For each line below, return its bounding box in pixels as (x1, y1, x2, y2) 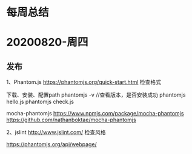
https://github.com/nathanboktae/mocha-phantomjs (6, 116, 136, 124)
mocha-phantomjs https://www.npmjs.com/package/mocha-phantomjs (6, 110, 184, 117)
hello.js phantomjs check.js (6, 98, 74, 106)
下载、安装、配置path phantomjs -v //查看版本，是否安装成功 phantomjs (6, 91, 186, 98)
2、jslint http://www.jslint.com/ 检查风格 (6, 129, 106, 136)
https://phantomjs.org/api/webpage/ (6, 141, 97, 148)
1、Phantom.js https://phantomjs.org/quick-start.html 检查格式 (6, 79, 162, 86)
